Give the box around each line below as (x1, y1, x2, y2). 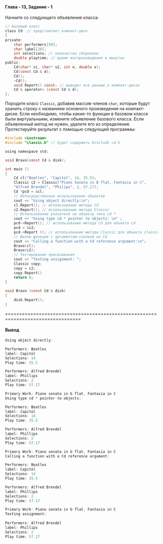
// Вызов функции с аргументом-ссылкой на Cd (14, 234, 108, 239)
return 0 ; (14, 275, 34, 280)
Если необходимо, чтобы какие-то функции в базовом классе (19, 111, 148, 117)
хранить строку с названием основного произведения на (5, 106, 125, 112)
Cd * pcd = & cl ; (14, 189, 45, 194)
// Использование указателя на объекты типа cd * (14, 212, 116, 217)
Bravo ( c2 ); (14, 248, 36, 253)
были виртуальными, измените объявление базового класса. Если (5, 116, 144, 122)
